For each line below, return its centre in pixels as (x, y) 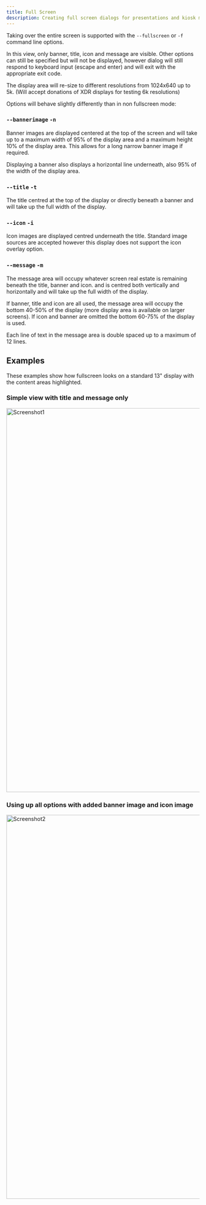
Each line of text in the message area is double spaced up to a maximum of (101, 335)
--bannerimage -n (31, 120)
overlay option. (25, 249)
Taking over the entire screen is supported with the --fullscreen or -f (95, 35)
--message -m (25, 265)
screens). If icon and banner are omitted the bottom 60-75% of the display (101, 316)
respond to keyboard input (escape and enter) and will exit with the (91, 67)
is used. (16, 323)
